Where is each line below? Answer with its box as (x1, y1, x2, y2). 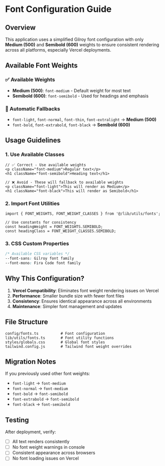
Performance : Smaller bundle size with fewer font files (12, 293, 125, 299)
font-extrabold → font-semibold (12, 396, 79, 402)
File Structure (5, 318, 48, 326)
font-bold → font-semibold (12, 391, 68, 397)
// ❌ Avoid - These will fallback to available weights (5, 180, 124, 185)
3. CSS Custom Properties (5, 240, 69, 247)
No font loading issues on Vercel (12, 456, 79, 462)
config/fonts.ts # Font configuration (5, 331, 106, 336)
